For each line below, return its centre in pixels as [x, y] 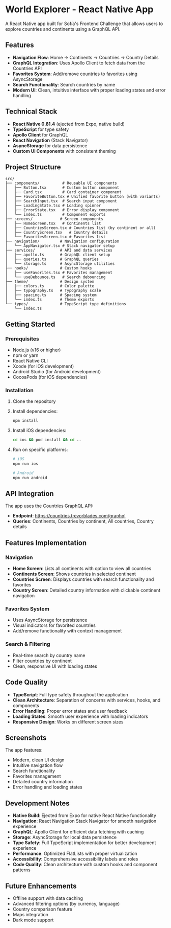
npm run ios [25, 464]
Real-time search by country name [49, 655]
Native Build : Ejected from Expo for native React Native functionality [84, 816]
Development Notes [37, 803]
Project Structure [33, 167]
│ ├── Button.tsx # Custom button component [62, 188]
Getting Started [30, 324]
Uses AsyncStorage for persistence [50, 620]
